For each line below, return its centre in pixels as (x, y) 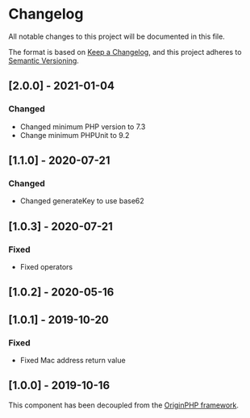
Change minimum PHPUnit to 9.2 (75, 135)
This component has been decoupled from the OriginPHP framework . (124, 405)
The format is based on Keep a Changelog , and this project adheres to (125, 52)
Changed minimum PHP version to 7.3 (83, 127)
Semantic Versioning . (44, 61)
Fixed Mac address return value (73, 361)
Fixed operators (46, 267)
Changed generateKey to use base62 (82, 201)
